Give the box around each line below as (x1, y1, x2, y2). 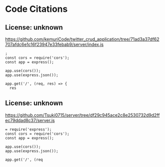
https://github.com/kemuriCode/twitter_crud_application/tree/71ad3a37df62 (5, 36, 160, 42)
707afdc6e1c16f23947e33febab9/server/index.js (5, 42, 104, 47)
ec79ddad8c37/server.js (5, 117, 55, 123)
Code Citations (5, 3, 68, 15)
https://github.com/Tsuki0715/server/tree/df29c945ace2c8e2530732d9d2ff (5, 112, 160, 118)
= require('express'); (5, 127, 52, 132)
